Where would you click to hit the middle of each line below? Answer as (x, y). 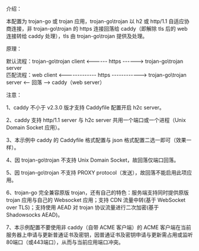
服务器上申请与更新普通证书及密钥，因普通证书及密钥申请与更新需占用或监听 (99, 235)
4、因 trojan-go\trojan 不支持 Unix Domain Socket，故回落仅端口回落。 (93, 160)
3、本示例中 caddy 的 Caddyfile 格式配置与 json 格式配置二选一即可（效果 (96, 140)
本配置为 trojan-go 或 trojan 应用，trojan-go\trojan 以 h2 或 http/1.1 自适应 (95, 21)
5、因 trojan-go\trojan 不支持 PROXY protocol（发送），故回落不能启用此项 (97, 173)
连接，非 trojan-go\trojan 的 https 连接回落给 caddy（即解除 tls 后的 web (99, 29)
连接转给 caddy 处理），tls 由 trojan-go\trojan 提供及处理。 (77, 36)
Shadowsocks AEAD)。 (35, 215)
